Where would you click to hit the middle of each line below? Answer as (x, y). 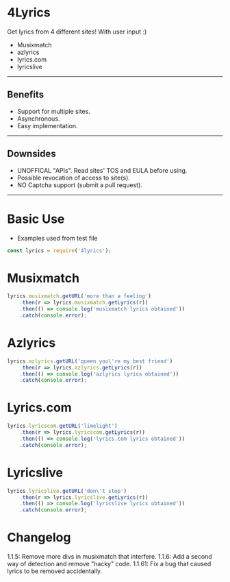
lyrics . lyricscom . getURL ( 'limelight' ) (62, 426)
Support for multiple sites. (53, 111)
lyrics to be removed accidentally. (55, 571)
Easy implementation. (47, 125)
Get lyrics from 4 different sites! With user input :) (77, 32)
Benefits (26, 95)
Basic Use (36, 219)
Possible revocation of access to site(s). (73, 178)
